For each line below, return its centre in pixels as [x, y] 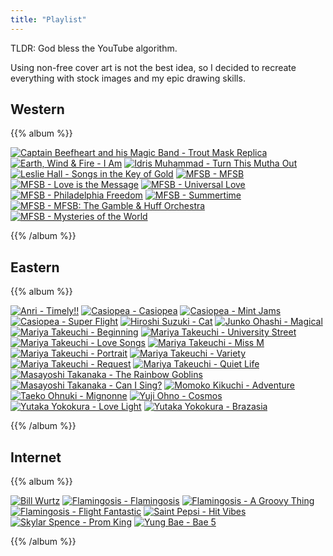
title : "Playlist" [48, 19]
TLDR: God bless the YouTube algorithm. [94, 48]
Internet [36, 457]
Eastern [35, 267]
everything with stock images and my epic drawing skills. [128, 78]
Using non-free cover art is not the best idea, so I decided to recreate [153, 67]
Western [37, 109]
